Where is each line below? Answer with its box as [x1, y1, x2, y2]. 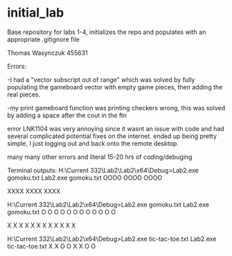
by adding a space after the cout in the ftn [7, 111, 127, 119]
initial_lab [7, 5, 64, 21]
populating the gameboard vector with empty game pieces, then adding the [7, 83, 223, 91]
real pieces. [7, 90, 41, 99]
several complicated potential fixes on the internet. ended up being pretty [7, 132, 217, 140]
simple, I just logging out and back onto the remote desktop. [7, 139, 179, 147]
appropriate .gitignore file [7, 35, 80, 43]
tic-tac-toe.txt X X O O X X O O [7, 241, 96, 250]
